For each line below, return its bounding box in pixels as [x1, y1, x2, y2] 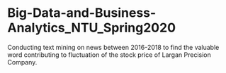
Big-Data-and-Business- [7, 5, 157, 21]
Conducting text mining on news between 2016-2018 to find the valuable [7, 43, 220, 51]
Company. [7, 58, 38, 66]
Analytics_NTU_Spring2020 [7, 20, 176, 36]
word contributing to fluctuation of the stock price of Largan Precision [7, 51, 211, 59]
